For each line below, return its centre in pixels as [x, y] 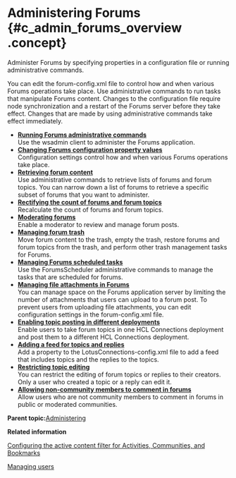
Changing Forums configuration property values [90, 149]
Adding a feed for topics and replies [71, 344]
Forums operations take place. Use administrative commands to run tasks [114, 91]
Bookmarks [24, 453]
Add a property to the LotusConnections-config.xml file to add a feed [118, 352]
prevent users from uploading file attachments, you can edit [104, 307]
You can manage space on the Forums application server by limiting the [122, 292]
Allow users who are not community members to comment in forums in [120, 397]
